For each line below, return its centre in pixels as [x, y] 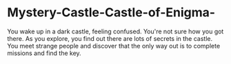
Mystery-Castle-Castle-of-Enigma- [111, 13]
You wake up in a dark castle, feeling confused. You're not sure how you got [115, 31]
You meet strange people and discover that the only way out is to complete [114, 46]
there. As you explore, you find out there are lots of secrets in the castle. [110, 38]
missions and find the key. [44, 53]
